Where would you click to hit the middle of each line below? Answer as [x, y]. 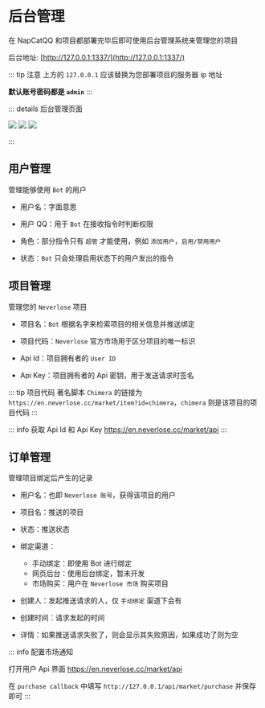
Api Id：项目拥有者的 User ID [68, 358]
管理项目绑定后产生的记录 [51, 478]
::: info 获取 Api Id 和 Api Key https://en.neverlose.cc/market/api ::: [118, 429]
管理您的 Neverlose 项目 [48, 307]
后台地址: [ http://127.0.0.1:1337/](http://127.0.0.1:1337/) [97, 57]
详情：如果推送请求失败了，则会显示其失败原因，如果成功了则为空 [129, 635]
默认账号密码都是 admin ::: [51, 91]
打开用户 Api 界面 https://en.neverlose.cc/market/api [95, 669]
